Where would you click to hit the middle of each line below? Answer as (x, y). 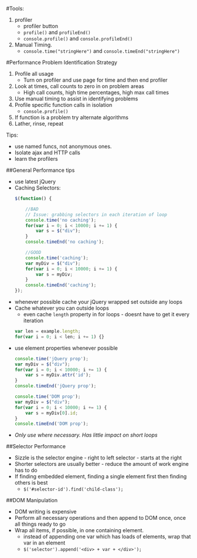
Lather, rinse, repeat (39, 124)
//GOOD (33, 252)
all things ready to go (40, 524)
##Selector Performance (36, 447)
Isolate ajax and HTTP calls (47, 153)
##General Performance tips (40, 170)
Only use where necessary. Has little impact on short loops (86, 435)
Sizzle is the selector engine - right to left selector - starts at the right (98, 458)
